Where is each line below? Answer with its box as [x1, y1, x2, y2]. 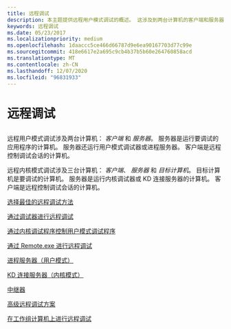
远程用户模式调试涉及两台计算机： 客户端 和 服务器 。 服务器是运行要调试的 [7, 134, 219, 142]
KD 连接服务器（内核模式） [7, 271, 84, 279]
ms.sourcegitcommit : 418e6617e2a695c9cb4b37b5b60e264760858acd [7, 49, 192, 56]
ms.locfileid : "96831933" [7, 73, 81, 81]
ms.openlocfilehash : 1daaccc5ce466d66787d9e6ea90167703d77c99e [7, 42, 192, 49]
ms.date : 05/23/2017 [7, 29, 67, 36]
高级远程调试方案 [7, 299, 56, 308]
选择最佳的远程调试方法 [7, 197, 74, 206]
